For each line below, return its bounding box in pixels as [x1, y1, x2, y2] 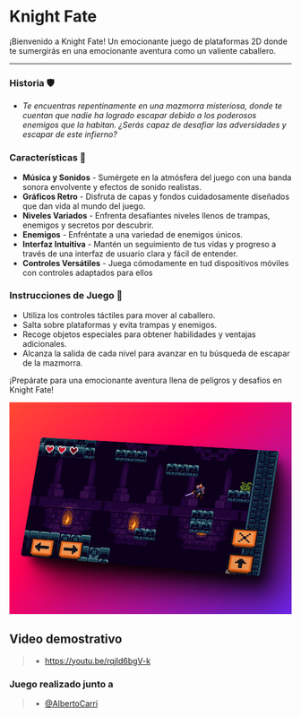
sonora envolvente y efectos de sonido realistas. [21, 181, 202, 192]
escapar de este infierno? [21, 129, 118, 140]
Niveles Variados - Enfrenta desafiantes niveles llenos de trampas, [21, 210, 271, 220]
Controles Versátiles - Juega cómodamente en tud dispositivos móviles [21, 257, 289, 268]
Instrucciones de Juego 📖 [9, 289, 123, 302]
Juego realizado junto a [9, 678, 114, 690]
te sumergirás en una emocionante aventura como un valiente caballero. [9, 45, 276, 56]
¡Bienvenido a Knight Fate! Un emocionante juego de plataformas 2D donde [9, 36, 288, 47]
